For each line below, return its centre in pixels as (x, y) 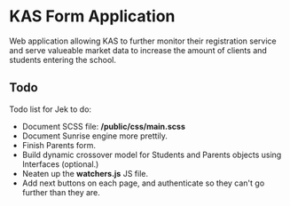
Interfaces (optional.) (60, 164)
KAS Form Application (92, 16)
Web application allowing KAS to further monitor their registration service (143, 41)
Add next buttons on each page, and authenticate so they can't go (143, 183)
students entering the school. (63, 59)
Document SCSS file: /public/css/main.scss (104, 126)
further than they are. (61, 192)
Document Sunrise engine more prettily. (95, 136)
